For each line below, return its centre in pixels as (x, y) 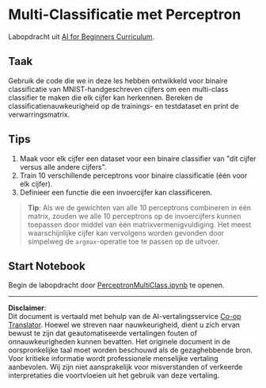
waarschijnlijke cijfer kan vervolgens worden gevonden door (126, 232)
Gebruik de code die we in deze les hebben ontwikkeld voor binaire (118, 80)
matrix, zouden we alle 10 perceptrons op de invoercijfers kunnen (134, 216)
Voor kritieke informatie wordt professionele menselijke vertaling (114, 359)
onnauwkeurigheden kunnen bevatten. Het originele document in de (120, 342)
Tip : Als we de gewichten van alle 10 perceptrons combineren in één (139, 207)
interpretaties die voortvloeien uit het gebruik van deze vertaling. (114, 375)
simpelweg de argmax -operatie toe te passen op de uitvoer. (123, 241)
